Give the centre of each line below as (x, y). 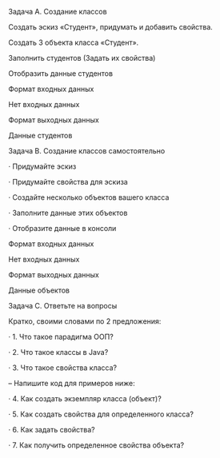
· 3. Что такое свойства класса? (63, 368)
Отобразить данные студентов (61, 74)
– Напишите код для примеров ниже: (72, 383)
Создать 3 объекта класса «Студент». (74, 42)
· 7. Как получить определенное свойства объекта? (96, 445)
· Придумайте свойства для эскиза (68, 182)
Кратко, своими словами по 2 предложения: (85, 321)
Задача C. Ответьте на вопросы (63, 306)
